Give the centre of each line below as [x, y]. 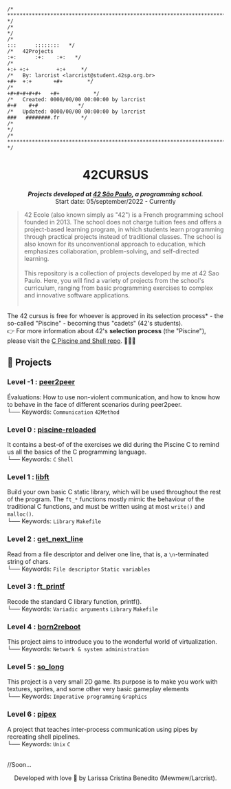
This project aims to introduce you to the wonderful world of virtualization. [112, 642]
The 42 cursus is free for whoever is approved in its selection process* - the [115, 315]
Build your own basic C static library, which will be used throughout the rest [114, 492]
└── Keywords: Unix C [39, 744]
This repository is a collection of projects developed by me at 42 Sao [122, 273]
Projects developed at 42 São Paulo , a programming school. [115, 194]
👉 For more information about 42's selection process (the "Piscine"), [107, 330]
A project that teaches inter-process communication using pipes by [102, 729]
